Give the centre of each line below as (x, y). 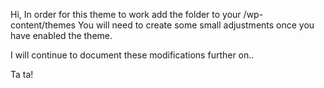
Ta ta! (22, 74)
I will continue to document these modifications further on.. (132, 55)
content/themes (43, 25)
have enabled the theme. (61, 35)
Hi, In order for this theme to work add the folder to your (126, 14)
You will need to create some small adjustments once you (196, 25)
